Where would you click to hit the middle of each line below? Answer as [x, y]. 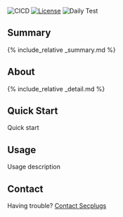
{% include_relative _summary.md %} [61, 50]
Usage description [34, 167]
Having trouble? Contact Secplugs [57, 206]
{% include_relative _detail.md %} [56, 88]
